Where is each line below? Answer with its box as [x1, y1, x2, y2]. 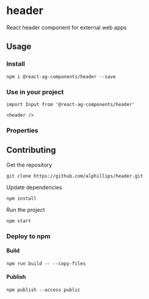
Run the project [6, 206, 45, 213]
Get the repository [6, 161, 53, 168]
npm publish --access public [6, 287, 81, 293]
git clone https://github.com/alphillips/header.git [6, 173, 144, 179]
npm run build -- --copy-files [6, 260, 86, 267]
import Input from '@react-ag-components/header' [6, 101, 136, 107]
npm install [6, 195, 37, 202]
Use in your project [6, 88, 64, 96]
